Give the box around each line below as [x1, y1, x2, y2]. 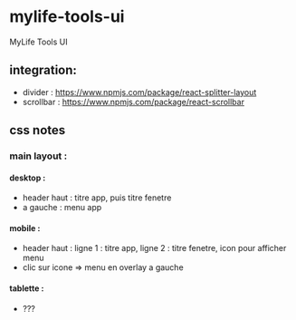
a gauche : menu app [22, 202, 102, 213]
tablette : [9, 283, 44, 294]
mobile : [9, 222, 41, 233]
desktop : [9, 172, 46, 183]
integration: [9, 63, 77, 78]
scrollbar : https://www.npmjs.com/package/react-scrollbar [22, 96, 244, 107]
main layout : [9, 150, 68, 162]
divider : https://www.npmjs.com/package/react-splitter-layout [22, 86, 257, 97]
